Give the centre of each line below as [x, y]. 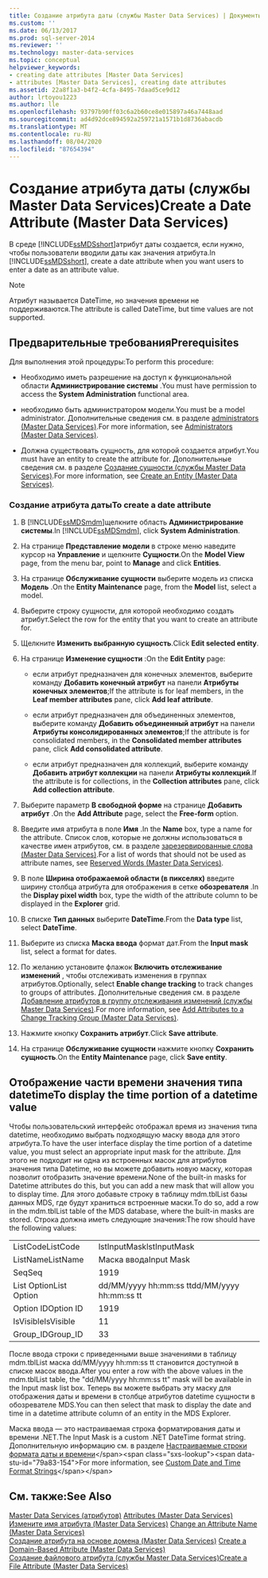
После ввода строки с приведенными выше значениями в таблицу [123, 1354]
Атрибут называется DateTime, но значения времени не [104, 300]
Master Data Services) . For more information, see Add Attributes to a [132, 1010]
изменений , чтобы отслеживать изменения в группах [114, 975]
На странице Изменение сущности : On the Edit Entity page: [123, 659]
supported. [27, 318]
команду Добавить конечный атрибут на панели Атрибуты [136, 683]
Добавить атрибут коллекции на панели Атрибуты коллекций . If [144, 773]
